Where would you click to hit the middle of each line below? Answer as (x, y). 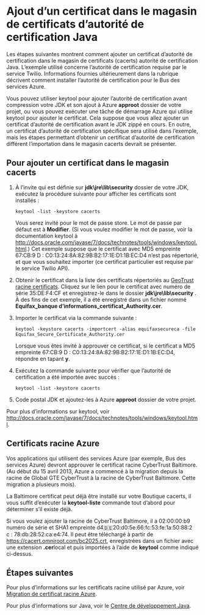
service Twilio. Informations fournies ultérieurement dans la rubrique (92, 73)
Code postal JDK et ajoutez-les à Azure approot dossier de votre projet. (106, 399)
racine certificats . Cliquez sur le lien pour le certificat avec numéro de (103, 286)
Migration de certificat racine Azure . (52, 594)
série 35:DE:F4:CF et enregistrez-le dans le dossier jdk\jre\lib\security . (106, 293)
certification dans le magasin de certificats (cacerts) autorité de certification (102, 60)
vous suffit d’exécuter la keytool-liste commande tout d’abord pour (91, 503)
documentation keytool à (46, 236)
